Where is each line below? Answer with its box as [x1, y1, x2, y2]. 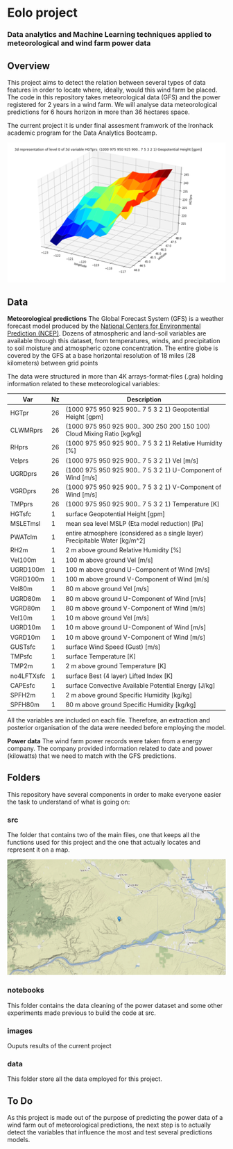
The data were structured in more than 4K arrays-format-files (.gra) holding [7, 372, 223, 381]
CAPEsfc [10, 681, 36, 689]
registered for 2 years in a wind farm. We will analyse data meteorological [7, 100, 218, 108]
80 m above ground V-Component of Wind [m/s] [65, 604, 206, 612]
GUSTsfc [10, 643, 36, 651]
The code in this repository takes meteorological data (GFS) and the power [7, 92, 221, 101]
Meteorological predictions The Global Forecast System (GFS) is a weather [7, 315, 224, 323]
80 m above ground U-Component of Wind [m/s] [65, 594, 207, 602]
